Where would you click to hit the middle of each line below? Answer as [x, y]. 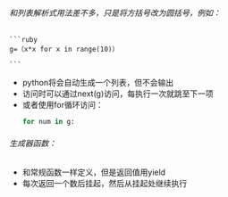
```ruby [24, 40]
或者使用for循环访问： [63, 105]
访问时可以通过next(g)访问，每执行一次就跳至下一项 [118, 94]
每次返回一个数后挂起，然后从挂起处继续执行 [105, 184]
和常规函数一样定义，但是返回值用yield [94, 172]
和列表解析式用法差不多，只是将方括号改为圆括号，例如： [115, 12]
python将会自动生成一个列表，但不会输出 [98, 83]
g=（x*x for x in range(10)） [64, 49]
